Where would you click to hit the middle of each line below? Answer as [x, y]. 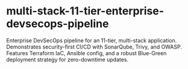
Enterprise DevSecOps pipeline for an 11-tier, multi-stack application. [92, 40]
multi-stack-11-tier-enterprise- [85, 11]
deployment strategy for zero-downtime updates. [67, 59]
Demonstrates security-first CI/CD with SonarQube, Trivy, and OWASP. [94, 47]
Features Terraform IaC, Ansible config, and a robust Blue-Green [86, 53]
